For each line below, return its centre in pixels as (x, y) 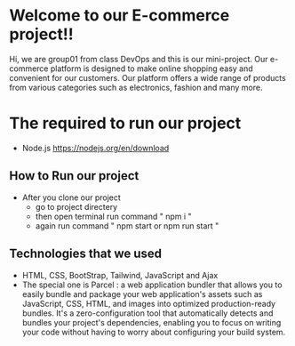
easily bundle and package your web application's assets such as (142, 294)
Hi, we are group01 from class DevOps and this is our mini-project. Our (139, 59)
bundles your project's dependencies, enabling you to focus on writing (151, 322)
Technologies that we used (86, 254)
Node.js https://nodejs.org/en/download (96, 148)
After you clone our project (72, 197)
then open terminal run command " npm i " (114, 216)
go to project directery (76, 206)
